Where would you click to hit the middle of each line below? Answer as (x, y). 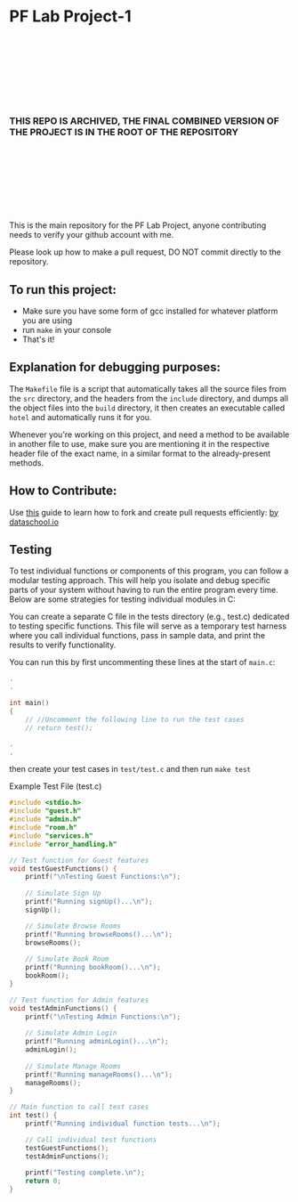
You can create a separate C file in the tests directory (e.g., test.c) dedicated (149, 617)
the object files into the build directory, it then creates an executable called (147, 408)
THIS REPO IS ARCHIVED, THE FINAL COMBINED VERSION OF (144, 120)
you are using (47, 321)
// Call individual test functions (91, 1140)
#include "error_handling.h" (63, 844)
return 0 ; (44, 1182)
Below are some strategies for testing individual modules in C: (122, 599)
